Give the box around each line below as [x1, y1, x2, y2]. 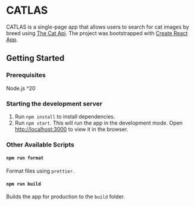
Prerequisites [6, 71, 46, 79]
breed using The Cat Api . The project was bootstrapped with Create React [6, 29, 188, 36]
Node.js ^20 [6, 85, 36, 92]
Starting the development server [6, 99, 103, 108]
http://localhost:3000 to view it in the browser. [14, 126, 128, 133]
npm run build [6, 181, 42, 187]
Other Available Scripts [6, 141, 74, 149]
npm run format [6, 155, 44, 161]
